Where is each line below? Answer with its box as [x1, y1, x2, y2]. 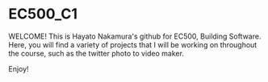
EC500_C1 [8, 5, 78, 23]
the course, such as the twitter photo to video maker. [8, 48, 184, 58]
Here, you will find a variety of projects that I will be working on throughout [8, 39, 258, 49]
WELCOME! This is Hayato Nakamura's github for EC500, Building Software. [8, 31, 262, 41]
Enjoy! [8, 64, 30, 73]
